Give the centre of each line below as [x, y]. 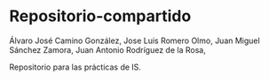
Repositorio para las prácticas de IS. [75, 67]
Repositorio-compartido [100, 16]
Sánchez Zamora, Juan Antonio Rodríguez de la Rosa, [107, 49]
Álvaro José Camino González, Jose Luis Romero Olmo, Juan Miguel [134, 40]
